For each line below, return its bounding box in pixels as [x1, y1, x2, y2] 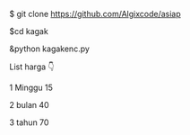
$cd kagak [9, 26, 49, 36]
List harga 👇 [9, 61, 55, 72]
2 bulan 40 [9, 100, 49, 110]
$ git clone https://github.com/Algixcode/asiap [9, 9, 181, 19]
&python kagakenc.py [9, 43, 90, 54]
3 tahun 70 [9, 117, 49, 128]
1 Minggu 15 [9, 82, 54, 93]
